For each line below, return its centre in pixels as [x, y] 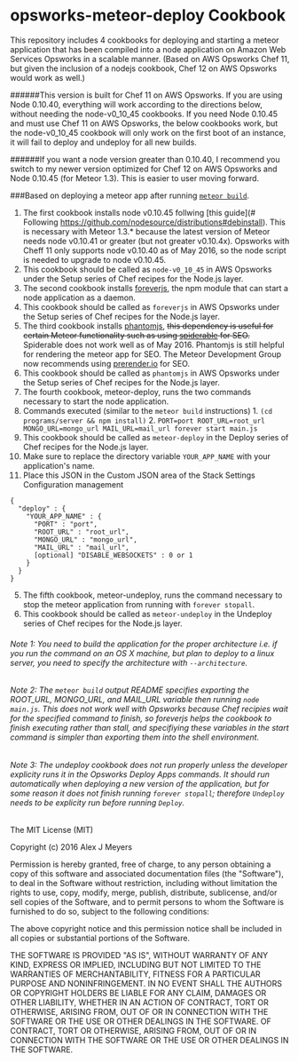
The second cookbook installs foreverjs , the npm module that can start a [156, 288]
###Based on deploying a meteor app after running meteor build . [130, 195]
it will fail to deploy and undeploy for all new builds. [104, 142]
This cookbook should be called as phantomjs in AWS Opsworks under [151, 373]
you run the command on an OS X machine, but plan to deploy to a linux [142, 653]
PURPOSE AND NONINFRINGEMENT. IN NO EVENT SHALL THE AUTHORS [146, 984]
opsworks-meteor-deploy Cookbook [148, 16]
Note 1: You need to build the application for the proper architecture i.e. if [144, 644]
